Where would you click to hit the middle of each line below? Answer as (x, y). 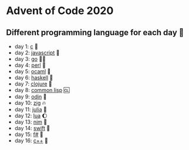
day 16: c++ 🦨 (31, 141)
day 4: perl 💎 (30, 65)
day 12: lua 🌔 (31, 116)
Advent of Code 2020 (60, 11)
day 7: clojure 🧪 (33, 84)
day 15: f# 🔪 (29, 134)
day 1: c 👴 (26, 46)
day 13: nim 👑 (31, 122)
